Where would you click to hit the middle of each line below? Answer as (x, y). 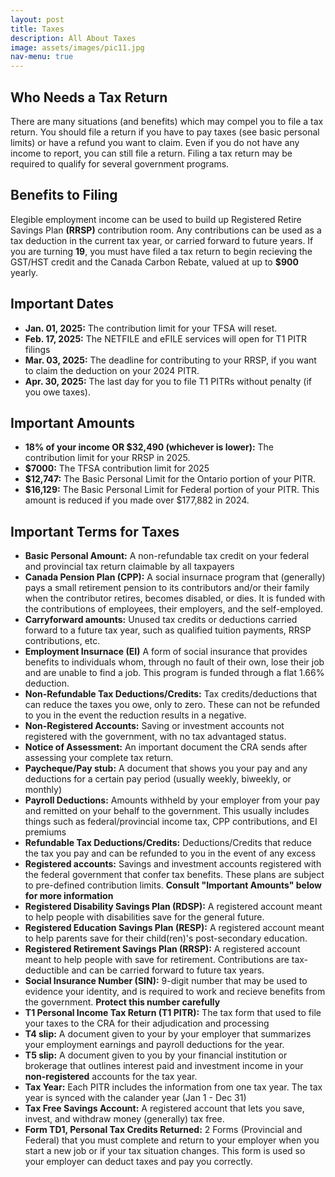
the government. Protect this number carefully (122, 1002)
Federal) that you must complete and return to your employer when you (172, 1140)
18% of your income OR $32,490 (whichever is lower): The (149, 447)
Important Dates (62, 304)
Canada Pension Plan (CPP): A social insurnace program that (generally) (175, 577)
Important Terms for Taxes (95, 531)
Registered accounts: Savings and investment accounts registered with (173, 864)
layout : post (37, 19)
